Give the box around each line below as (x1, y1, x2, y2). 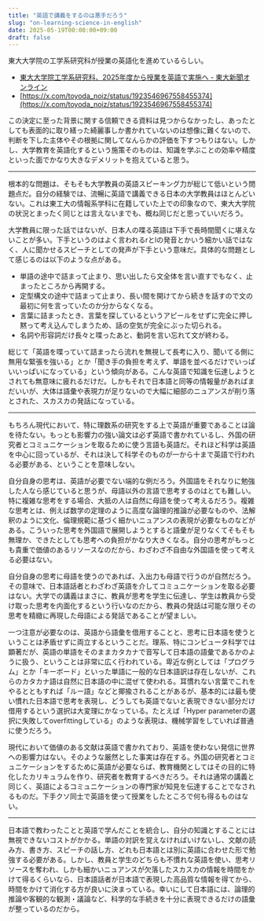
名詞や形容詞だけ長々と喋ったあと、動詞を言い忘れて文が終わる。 (19, 331, 233, 340)
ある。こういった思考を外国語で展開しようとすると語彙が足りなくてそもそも (8, 526, 255, 535)
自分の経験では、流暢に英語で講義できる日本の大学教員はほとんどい (35, 189, 255, 199)
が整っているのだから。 (8, 904, 84, 914)
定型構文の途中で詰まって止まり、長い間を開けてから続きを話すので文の (19, 292, 253, 301)
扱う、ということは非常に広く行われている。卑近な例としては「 (21, 657, 228, 666)
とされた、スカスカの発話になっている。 (8, 396, 139, 405)
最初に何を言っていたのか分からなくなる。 (19, 301, 158, 310)
